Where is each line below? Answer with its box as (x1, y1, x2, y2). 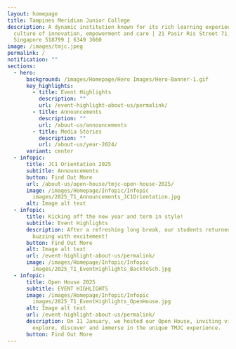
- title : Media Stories (32, 128, 102, 135)
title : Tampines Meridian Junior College (7, 17, 131, 24)
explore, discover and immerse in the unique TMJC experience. (32, 324, 221, 331)
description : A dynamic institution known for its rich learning (7, 23, 202, 30)
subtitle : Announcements (25, 167, 99, 174)
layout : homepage (7, 10, 58, 18)
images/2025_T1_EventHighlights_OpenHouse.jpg (32, 298, 171, 305)
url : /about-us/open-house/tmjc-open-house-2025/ (25, 180, 174, 187)
